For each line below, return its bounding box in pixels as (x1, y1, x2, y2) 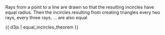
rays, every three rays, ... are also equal (5, 15, 87, 20)
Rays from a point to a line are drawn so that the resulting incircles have (5, 4, 154, 10)
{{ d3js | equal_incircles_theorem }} (5, 24, 79, 30)
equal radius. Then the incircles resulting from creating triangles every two (5, 9, 160, 15)
